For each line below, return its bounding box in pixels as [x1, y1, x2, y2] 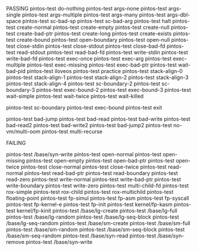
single [6, 11, 21, 18]
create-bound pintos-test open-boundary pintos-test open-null [17, 37, 170, 43]
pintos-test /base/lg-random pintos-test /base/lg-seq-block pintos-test [6, 213, 179, 220]
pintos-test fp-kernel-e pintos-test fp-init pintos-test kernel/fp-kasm [6, 201, 173, 208]
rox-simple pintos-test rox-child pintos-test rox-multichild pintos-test [6, 189, 174, 195]
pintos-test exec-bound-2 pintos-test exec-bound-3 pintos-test [36, 87, 191, 93]
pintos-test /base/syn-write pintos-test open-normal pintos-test [6, 151, 162, 158]
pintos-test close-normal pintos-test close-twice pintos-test [20, 163, 167, 170]
